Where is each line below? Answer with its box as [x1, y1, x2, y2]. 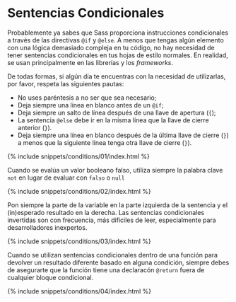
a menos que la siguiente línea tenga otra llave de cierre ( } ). [17, 138, 192, 146]
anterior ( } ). [17, 123, 52, 132]
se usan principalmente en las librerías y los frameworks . [7, 58, 174, 66]
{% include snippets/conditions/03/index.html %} [7, 237, 152, 245]
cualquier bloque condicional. [7, 273, 94, 281]
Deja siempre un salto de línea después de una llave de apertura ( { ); [17, 108, 217, 117]
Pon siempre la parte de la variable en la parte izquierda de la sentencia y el [7, 200, 228, 209]
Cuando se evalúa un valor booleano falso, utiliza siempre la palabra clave [7, 165, 223, 174]
